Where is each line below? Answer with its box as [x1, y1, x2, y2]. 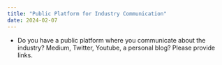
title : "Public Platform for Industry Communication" [7, 10, 168, 17]
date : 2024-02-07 [7, 17, 58, 24]
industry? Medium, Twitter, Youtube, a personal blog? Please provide [17, 43, 216, 52]
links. [17, 50, 33, 59]
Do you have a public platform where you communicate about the [17, 36, 206, 44]
